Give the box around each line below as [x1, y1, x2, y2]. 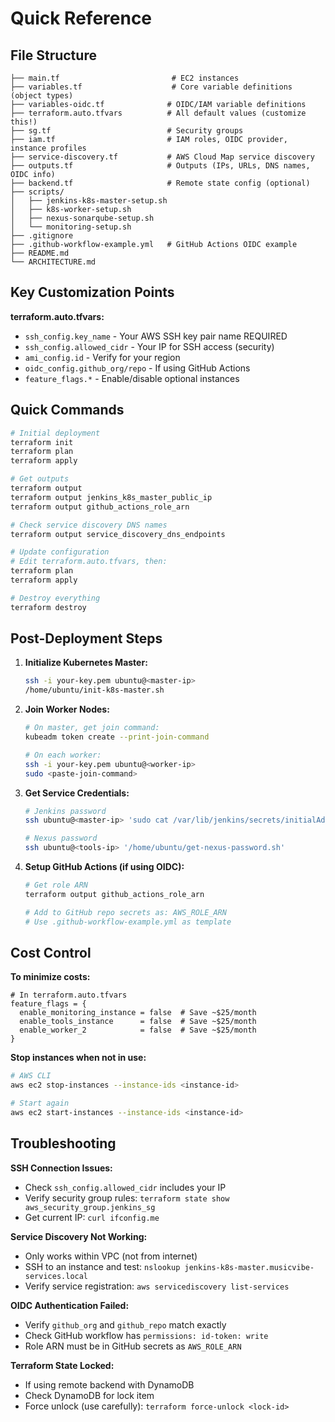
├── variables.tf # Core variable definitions [10, 82, 293, 92]
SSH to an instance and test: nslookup [24, 1260, 181, 1272]
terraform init [10, 437, 74, 447]
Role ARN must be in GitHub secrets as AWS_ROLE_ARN [24, 1340, 242, 1352]
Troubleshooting [10, 1135, 117, 1152]
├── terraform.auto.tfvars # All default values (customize [10, 108, 307, 118]
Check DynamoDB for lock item [24, 1389, 155, 1401]
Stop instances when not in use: [10, 1052, 147, 1064]
